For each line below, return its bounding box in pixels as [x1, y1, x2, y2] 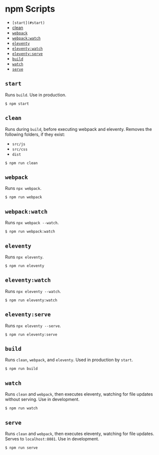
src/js [12, 142, 26, 146]
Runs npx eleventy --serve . [5, 323, 62, 328]
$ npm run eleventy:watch [5, 298, 57, 303]
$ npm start [5, 101, 29, 106]
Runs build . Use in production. [5, 91, 66, 98]
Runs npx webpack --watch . [5, 220, 59, 226]
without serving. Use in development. [5, 397, 80, 402]
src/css [12, 147, 28, 152]
